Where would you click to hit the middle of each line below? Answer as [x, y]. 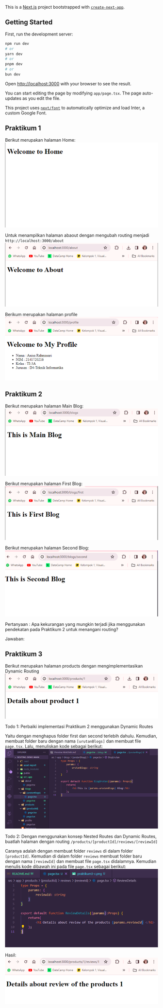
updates [13, 98]
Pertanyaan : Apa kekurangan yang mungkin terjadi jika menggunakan [75, 624]
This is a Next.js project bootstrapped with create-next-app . [65, 7]
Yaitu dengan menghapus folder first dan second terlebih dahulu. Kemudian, [81, 736]
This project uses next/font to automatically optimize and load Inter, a [75, 108]
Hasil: [11, 955]
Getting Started [29, 22]
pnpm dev [14, 64]
